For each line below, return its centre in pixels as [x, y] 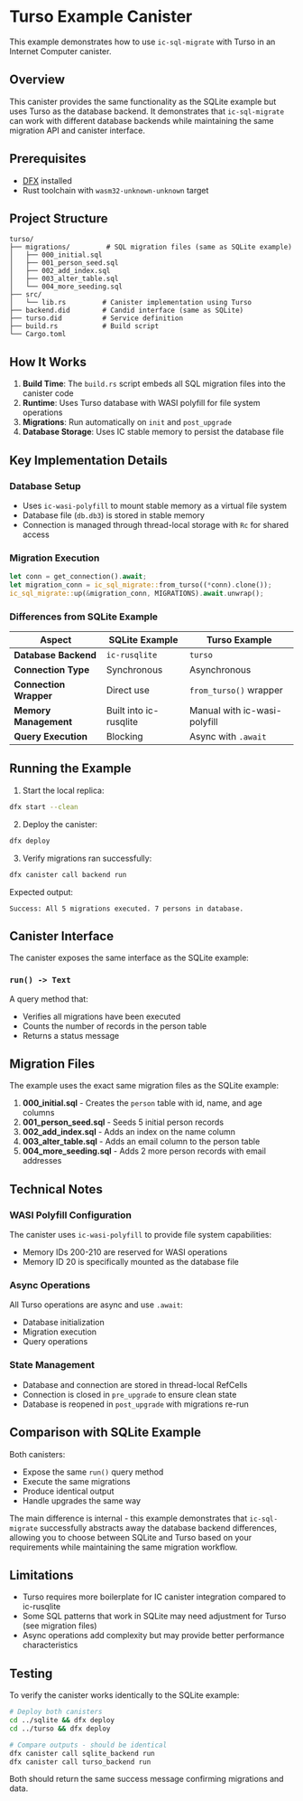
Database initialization [64, 1323]
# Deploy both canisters [56, 1712]
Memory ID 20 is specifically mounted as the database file [130, 1262]
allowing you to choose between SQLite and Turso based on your [131, 1537]
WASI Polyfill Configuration [71, 1215]
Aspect [56, 640]
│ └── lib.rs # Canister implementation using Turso [131, 303]
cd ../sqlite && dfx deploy [62, 1721]
